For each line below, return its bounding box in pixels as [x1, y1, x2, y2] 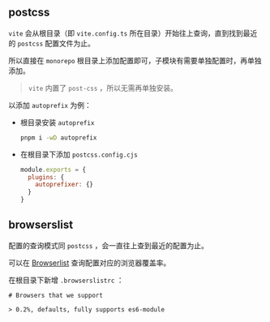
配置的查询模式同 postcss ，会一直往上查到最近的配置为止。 [8, 240, 208, 250]
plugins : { [28, 173, 65, 181]
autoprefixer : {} [35, 181, 93, 189]
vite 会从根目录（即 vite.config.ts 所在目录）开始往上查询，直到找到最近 [8, 28, 258, 38]
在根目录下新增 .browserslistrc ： [8, 275, 124, 285]
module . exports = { [19, 165, 87, 174]
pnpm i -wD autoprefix [19, 133, 97, 142]
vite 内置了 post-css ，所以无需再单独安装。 [28, 83, 178, 92]
